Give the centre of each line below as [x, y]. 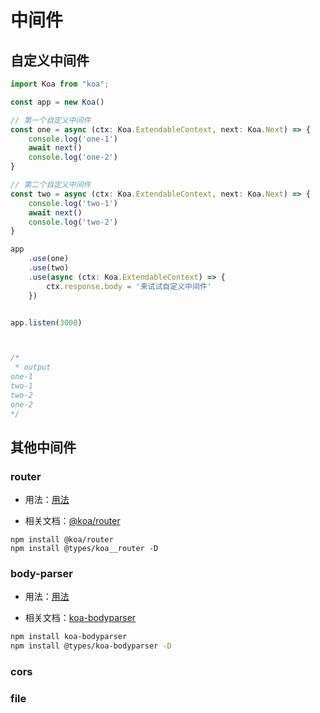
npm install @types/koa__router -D [84, 549]
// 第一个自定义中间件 [51, 120]
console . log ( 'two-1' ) [73, 203]
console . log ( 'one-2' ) [73, 157]
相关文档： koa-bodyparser [80, 618]
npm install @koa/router [62, 540]
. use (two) [49, 268]
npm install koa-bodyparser [69, 637]
